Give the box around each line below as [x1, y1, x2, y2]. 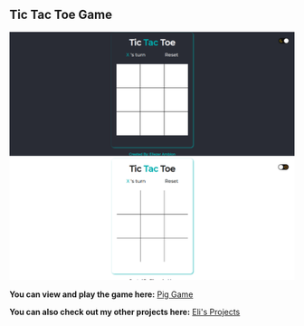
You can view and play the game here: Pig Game [9, 289, 194, 300]
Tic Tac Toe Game [9, 7, 113, 23]
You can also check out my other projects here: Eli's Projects [9, 306, 241, 317]
